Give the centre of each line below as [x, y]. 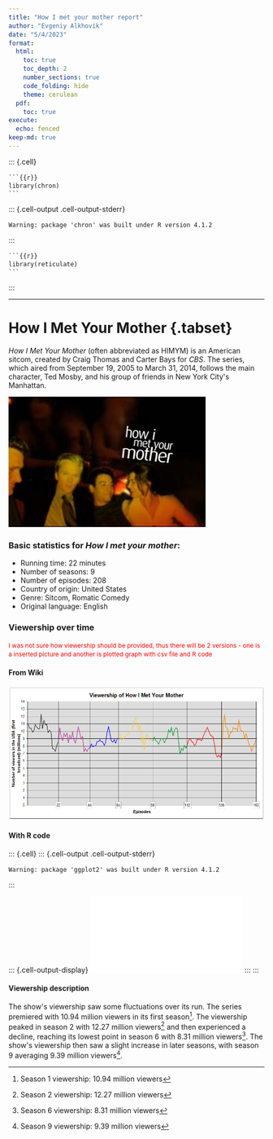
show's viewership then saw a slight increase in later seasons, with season [134, 1045]
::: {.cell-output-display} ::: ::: [134, 970]
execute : [23, 121]
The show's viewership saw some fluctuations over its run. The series [125, 1007]
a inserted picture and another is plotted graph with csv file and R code [110, 655]
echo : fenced [38, 129]
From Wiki [26, 673]
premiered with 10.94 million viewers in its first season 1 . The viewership [128, 1016]
